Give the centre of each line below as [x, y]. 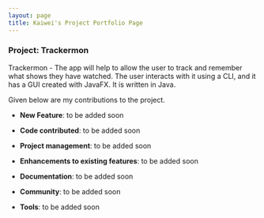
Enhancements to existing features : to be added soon [109, 161]
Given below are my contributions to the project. [87, 100]
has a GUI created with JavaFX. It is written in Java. [92, 85]
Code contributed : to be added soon [80, 130]
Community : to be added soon [70, 191]
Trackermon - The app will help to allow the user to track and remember [125, 67]
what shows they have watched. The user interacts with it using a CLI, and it [132, 76]
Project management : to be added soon [85, 145]
